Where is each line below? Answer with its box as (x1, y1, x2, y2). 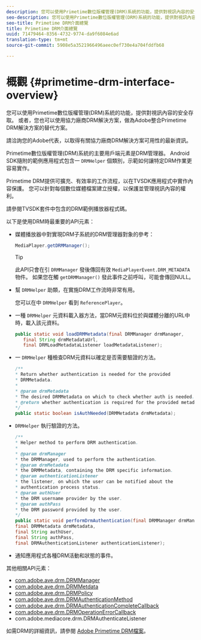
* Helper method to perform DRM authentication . (14, 439, 139, 446)
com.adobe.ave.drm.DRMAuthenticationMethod (14, 596, 133, 603)
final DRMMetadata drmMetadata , (14, 524, 96, 530)
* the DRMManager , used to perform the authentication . (14, 456, 157, 462)
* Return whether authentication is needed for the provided (14, 372, 171, 378)
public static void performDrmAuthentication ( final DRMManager (14, 518, 176, 524)
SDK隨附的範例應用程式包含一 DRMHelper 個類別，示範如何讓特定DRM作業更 (6, 157, 193, 164)
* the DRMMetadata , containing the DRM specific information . (14, 468, 173, 474)
